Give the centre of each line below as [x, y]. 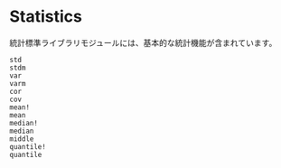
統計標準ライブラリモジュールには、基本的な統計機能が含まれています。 [143, 42]
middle [22, 139]
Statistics [46, 17]
